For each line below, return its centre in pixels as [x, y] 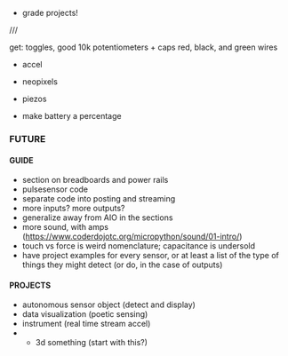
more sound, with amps [65, 227]
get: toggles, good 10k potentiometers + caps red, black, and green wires [144, 47]
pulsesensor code [55, 189]
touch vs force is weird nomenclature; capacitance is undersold [139, 246]
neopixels [40, 82]
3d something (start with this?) [92, 343]
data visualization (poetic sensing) [85, 314]
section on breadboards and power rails [95, 180]
